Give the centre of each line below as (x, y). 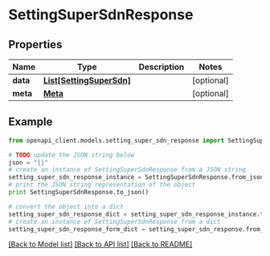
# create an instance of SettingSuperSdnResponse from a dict (115, 221)
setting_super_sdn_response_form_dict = (77, 229)
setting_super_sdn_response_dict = (68, 214)
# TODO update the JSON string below (72, 155)
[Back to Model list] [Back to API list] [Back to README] (100, 244)
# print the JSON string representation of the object (102, 185)
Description (162, 67)
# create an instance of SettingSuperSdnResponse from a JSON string (127, 170)
